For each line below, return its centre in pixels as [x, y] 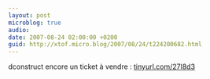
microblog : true [35, 23]
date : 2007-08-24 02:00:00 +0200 [63, 37]
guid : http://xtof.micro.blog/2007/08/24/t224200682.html [105, 45]
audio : [19, 30]
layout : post [29, 15]
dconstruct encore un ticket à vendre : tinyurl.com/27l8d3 [101, 66]
